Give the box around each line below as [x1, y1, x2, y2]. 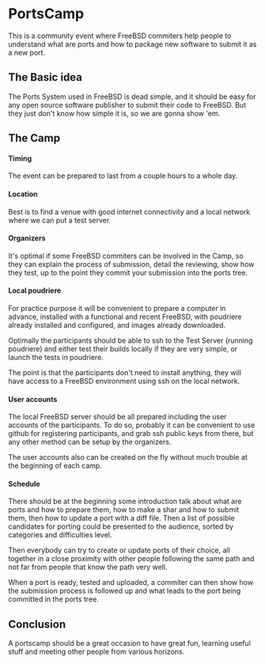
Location [8, 189, 38, 199]
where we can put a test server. [8, 215, 112, 225]
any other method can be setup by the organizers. [8, 437, 172, 447]
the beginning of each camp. [8, 461, 103, 471]
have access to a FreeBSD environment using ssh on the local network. [8, 376, 240, 385]
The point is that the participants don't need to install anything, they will [8, 367, 241, 377]
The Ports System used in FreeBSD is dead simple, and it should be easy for [8, 92, 256, 101]
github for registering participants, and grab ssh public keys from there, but [8, 429, 254, 438]
